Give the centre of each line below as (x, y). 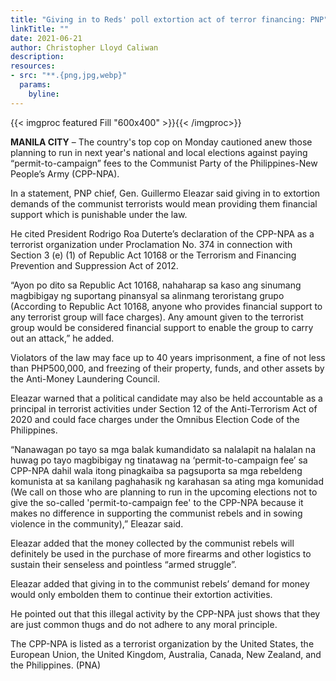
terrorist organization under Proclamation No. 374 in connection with (151, 244)
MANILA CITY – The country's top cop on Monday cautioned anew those (161, 142)
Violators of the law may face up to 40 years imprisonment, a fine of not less (168, 357)
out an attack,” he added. (62, 338)
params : (35, 85)
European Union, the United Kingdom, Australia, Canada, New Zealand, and (166, 654)
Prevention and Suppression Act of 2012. (94, 265)
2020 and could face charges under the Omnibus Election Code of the (155, 419)
